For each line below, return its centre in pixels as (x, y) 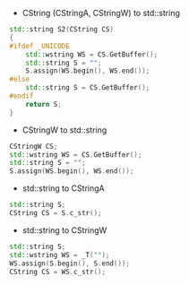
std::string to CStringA (63, 188)
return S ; (44, 104)
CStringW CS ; (34, 146)
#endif (21, 96)
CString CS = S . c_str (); (56, 213)
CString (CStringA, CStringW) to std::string (101, 13)
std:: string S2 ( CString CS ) (62, 30)
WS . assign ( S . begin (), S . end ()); (69, 263)
